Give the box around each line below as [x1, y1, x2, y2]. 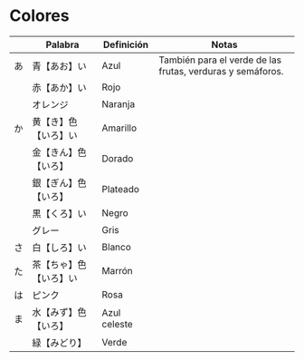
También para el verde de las [158, 54, 282, 66]
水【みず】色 [32, 306, 88, 318]
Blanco [101, 240, 131, 253]
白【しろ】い [32, 241, 88, 254]
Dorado [101, 151, 134, 164]
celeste [101, 317, 133, 330]
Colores [9, 5, 70, 26]
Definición [102, 38, 149, 51]
